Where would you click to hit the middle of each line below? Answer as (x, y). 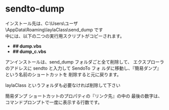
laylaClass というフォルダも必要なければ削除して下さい (63, 85)
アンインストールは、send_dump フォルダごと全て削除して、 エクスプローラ (85, 62)
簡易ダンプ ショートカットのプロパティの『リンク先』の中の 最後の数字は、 (84, 96)
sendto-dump (35, 9)
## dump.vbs (27, 46)
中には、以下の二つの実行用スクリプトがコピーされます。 (65, 36)
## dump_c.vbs (29, 51)
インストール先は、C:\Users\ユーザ (42, 23)
